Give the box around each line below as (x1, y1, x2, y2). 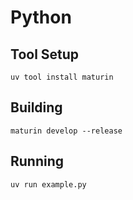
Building (10, 99, 63, 116)
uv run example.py (10, 179, 87, 190)
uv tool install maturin (10, 72, 114, 82)
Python (10, 6, 72, 29)
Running (10, 153, 65, 170)
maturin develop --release (10, 126, 123, 136)
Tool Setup (10, 46, 80, 63)
